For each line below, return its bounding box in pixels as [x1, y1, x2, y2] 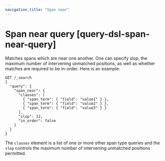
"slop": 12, [18, 114, 43, 119]
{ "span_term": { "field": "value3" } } [23, 105, 107, 110]
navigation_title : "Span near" [5, 7, 69, 12]
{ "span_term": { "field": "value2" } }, [23, 101, 109, 106]
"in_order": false [18, 118, 56, 123]
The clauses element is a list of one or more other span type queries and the [5, 140, 160, 146]
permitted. [5, 150, 26, 156]
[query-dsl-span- [76, 28, 150, 39]
